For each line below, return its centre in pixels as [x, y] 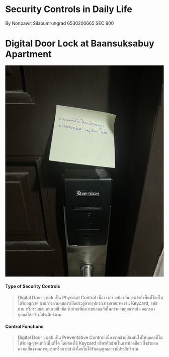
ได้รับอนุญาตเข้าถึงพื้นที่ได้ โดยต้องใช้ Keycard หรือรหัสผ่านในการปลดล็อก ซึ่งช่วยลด [88, 343]
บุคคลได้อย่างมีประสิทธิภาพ [39, 315]
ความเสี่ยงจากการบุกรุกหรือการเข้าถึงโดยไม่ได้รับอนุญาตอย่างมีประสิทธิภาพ [78, 349]
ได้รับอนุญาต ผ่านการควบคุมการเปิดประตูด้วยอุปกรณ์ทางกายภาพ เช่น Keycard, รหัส [88, 303]
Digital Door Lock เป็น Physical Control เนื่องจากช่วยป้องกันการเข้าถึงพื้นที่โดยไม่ [90, 298]
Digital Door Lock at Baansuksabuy [80, 43]
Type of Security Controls [33, 286]
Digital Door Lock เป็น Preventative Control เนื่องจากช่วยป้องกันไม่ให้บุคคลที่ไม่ [90, 337]
